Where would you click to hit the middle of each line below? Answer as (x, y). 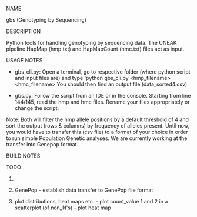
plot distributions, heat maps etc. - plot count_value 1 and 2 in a (91, 201)
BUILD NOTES (23, 156)
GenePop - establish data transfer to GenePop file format (84, 190)
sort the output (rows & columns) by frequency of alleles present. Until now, (98, 126)
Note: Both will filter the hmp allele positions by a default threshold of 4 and (98, 119)
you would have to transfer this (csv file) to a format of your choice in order (97, 132)
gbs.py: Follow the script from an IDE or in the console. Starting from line (103, 96)
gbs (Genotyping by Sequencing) (46, 20)
